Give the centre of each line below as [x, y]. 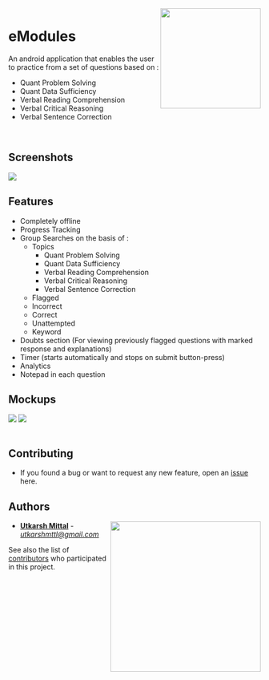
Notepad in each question [62, 374]
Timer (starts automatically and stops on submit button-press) [122, 357]
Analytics [35, 366]
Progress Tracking [50, 229]
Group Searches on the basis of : [74, 238]
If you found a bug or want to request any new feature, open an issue [134, 473]
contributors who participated [57, 558]
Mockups [32, 399]
